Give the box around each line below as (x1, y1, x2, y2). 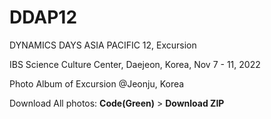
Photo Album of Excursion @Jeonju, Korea (9, 77, 185, 90)
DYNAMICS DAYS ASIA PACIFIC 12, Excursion (9, 39, 197, 51)
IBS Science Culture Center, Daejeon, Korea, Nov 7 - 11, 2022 (9, 58, 261, 70)
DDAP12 (9, 6, 78, 29)
